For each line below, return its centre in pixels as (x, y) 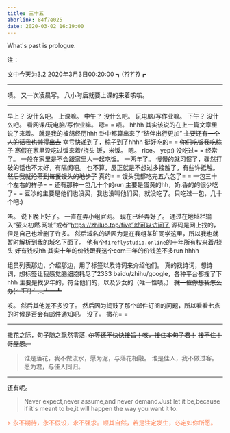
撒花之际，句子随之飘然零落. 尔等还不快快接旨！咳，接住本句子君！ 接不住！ (115, 335)
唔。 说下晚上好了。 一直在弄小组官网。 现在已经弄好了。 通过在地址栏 (106, 216)
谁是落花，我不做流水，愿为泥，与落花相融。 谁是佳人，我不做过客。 (120, 358)
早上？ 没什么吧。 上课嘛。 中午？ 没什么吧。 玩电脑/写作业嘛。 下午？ (106, 116)
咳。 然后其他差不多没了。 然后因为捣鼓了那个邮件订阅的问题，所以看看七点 (114, 306)
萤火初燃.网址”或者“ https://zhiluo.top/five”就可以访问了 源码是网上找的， (118, 225)
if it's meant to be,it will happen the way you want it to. (101, 409)
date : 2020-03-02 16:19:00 (46, 26)
